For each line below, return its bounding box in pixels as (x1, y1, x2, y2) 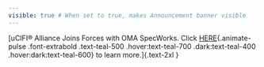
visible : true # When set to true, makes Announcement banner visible (8, 11, 247, 20)
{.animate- (216, 33, 251, 43)
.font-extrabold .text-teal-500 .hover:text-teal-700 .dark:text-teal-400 (27, 41, 256, 51)
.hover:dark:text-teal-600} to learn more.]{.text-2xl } (8, 50, 179, 59)
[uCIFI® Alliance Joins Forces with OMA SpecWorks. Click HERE (8, 33, 218, 43)
